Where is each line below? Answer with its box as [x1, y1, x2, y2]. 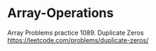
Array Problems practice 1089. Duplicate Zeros [7, 28, 144, 37]
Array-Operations [7, 5, 114, 21]
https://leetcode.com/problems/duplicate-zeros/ [7, 35, 149, 44]
